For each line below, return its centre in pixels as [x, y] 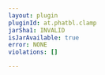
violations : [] [33, 52]
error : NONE [28, 45]
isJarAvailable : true [44, 37]
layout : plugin [33, 15]
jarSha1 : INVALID [37, 30]
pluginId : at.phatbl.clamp [52, 23]
